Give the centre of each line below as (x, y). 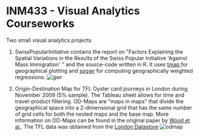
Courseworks (41, 24)
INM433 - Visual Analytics (73, 11)
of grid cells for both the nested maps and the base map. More (92, 114)
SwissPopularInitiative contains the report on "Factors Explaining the (99, 51)
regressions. (30, 77)
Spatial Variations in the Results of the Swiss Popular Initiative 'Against (101, 58)
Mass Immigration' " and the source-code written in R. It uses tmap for (101, 64)
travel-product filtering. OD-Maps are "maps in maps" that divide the (99, 101)
